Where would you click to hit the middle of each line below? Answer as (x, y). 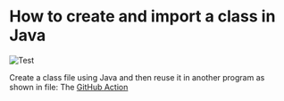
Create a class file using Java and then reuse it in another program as (137, 77)
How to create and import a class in (142, 17)
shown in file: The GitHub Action (69, 87)
